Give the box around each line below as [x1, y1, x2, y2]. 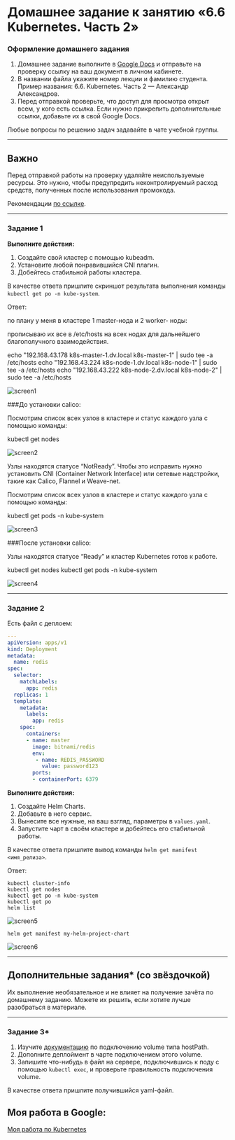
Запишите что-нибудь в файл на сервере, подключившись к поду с [17, 1058, 220, 1066]
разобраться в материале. [7, 1003, 87, 1011]
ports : [32, 770, 52, 777]
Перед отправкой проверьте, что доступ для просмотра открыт [17, 97, 210, 106]
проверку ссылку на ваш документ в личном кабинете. [17, 67, 184, 76]
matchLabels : [20, 679, 58, 686]
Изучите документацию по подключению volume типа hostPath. [17, 1043, 209, 1051]
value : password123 [41, 763, 99, 770]
